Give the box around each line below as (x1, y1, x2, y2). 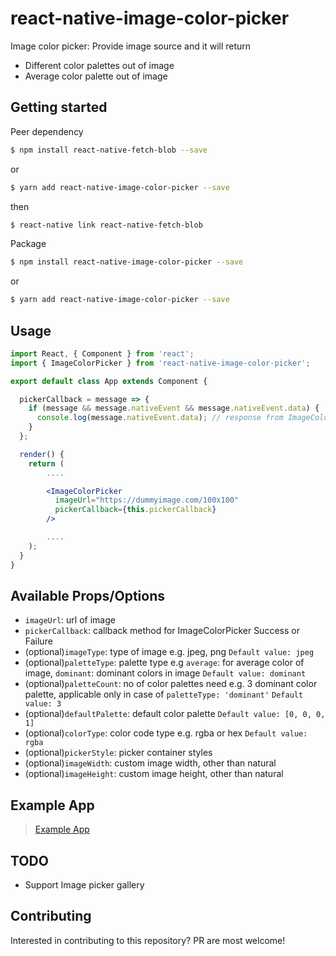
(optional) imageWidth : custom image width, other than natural (24, 757, 277, 769)
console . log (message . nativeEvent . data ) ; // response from (36, 413, 284, 423)
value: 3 (24, 699, 62, 709)
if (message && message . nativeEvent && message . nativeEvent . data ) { (28, 403, 320, 414)
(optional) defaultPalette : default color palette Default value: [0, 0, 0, (24, 708, 326, 720)
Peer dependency (10, 125, 84, 137)
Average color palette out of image (24, 70, 168, 82)
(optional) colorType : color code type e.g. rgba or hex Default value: (24, 727, 308, 739)
